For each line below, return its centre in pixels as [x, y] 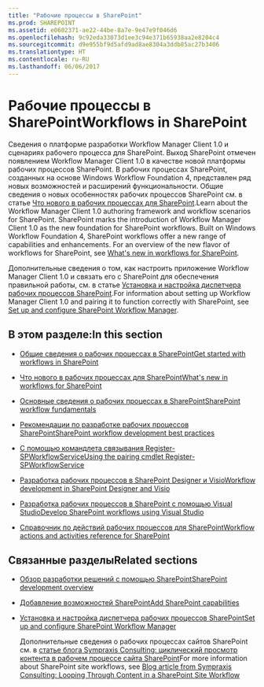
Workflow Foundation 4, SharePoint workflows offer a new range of [117, 236]
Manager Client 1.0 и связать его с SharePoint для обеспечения [113, 276]
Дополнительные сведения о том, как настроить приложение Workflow [129, 268]
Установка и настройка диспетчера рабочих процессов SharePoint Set [137, 618]
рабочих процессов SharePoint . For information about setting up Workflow [130, 293]
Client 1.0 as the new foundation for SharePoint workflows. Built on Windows [132, 227]
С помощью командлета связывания [81, 448]
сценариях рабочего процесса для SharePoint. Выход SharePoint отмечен [132, 152]
